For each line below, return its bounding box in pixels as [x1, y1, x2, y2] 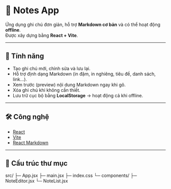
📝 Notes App [5, 5, 60, 16]
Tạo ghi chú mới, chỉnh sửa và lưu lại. [12, 65, 91, 71]
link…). [12, 76, 27, 82]
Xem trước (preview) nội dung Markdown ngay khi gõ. [12, 82, 126, 88]
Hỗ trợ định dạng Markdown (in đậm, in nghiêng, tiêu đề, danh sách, [12, 71, 156, 77]
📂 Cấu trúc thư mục [5, 159, 68, 168]
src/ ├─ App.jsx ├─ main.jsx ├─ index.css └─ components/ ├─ [5, 173, 137, 179]
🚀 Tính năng [5, 52, 44, 61]
